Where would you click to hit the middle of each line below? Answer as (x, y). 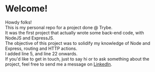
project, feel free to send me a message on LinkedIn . (59, 64)
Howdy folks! (19, 22)
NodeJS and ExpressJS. (30, 38)
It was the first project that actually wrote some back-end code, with (75, 33)
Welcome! (26, 9)
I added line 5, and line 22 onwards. (41, 54)
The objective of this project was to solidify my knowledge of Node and (78, 43)
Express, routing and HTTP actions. (41, 48)
